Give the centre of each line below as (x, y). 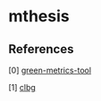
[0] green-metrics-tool (50, 70)
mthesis (39, 16)
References (41, 49)
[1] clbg (22, 87)
